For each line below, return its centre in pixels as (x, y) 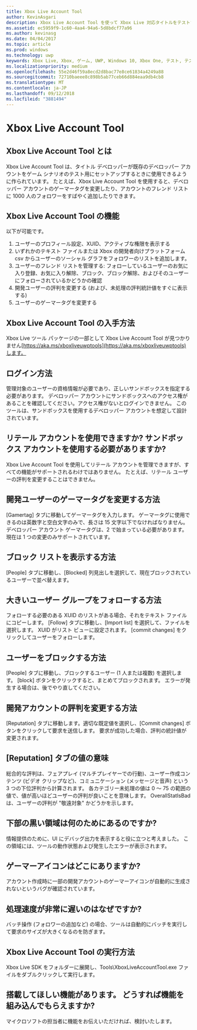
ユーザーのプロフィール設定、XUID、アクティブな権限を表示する (92, 244)
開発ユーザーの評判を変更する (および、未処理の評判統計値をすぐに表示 (101, 288)
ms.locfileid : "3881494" (36, 99)
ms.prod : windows (27, 50)
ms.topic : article (28, 45)
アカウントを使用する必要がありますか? (95, 449)
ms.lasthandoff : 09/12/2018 (40, 93)
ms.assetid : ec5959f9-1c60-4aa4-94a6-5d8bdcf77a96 (69, 28)
